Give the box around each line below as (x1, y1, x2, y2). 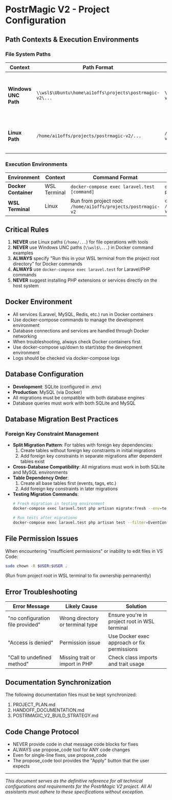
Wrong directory (59, 615, 99, 622)
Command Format (93, 174, 138, 181)
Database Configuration (5, 370, 84, 379)
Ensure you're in (108, 612, 147, 619)
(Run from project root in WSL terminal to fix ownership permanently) (5, 572, 152, 579)
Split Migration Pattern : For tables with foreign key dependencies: (12, 442, 153, 448)
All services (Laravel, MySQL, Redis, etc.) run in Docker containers (12, 311, 154, 317)
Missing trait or (59, 654, 96, 661)
